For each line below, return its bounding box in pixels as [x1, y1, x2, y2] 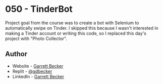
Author [5, 50, 27, 58]
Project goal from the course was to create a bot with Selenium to [5, 20, 139, 26]
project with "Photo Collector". [5, 36, 67, 42]
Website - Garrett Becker [12, 63, 63, 69]
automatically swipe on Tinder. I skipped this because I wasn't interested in [5, 25, 159, 31]
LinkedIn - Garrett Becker [12, 73, 64, 80]
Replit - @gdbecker [12, 68, 53, 74]
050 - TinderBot [5, 3, 73, 15]
